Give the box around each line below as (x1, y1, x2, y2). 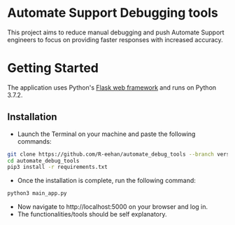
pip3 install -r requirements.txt (7, 163, 108, 171)
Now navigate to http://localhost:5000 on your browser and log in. (17, 203, 208, 211)
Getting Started (7, 60, 99, 76)
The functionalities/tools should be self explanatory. (17, 210, 167, 219)
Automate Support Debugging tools (7, 5, 218, 21)
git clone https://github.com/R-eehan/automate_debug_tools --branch (7, 151, 215, 158)
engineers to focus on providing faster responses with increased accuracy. (7, 35, 224, 43)
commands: (17, 137, 52, 145)
